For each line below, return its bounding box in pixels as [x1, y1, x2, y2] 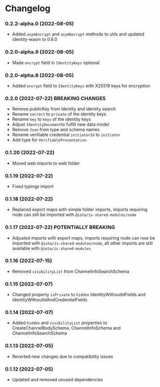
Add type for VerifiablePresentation [12, 137, 87, 143]
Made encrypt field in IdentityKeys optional [12, 59, 100, 66]
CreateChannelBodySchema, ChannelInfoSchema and [12, 325, 121, 331]
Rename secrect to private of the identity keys [12, 111, 107, 117]
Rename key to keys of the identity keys [12, 116, 91, 122]
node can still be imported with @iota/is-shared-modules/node [12, 212, 137, 218]
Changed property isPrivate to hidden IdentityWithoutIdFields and [12, 292, 146, 298]
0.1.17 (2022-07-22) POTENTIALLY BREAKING [5, 224, 115, 231]
